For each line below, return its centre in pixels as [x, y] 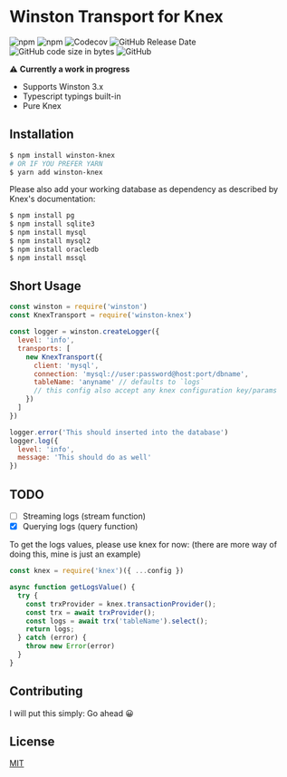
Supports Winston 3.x [63, 86]
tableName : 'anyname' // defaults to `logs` [119, 383]
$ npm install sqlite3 [52, 224]
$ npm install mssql [48, 257]
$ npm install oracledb [54, 249]
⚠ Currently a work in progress [70, 69]
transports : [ [44, 348]
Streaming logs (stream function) [84, 516]
